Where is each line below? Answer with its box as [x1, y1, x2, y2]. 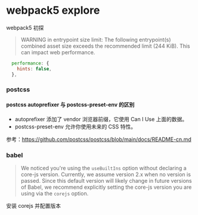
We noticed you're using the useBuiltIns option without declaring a [20, 164, 187, 171]
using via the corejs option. [20, 189, 89, 197]
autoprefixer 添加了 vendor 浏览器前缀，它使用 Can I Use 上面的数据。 [14, 115, 188, 122]
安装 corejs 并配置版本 [6, 202, 61, 209]
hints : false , [17, 66, 52, 72]
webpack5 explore [6, 4, 100, 17]
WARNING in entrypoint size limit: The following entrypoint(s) [20, 36, 171, 43]
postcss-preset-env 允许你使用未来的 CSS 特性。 [14, 123, 136, 130]
